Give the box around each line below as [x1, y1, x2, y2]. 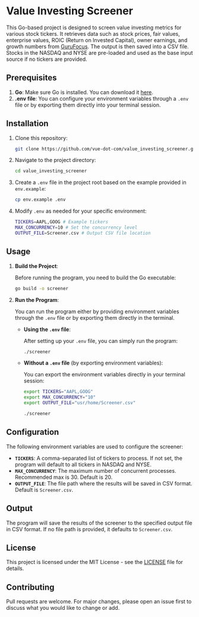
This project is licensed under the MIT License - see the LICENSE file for [6, 559, 183, 566]
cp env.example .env [14, 197, 66, 203]
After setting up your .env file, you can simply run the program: [23, 337, 178, 344]
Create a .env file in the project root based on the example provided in [14, 179, 187, 186]
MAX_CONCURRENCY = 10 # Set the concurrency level [14, 225, 138, 230]
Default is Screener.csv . [14, 486, 73, 493]
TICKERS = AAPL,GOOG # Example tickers [14, 219, 109, 225]
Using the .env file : [23, 326, 71, 333]
